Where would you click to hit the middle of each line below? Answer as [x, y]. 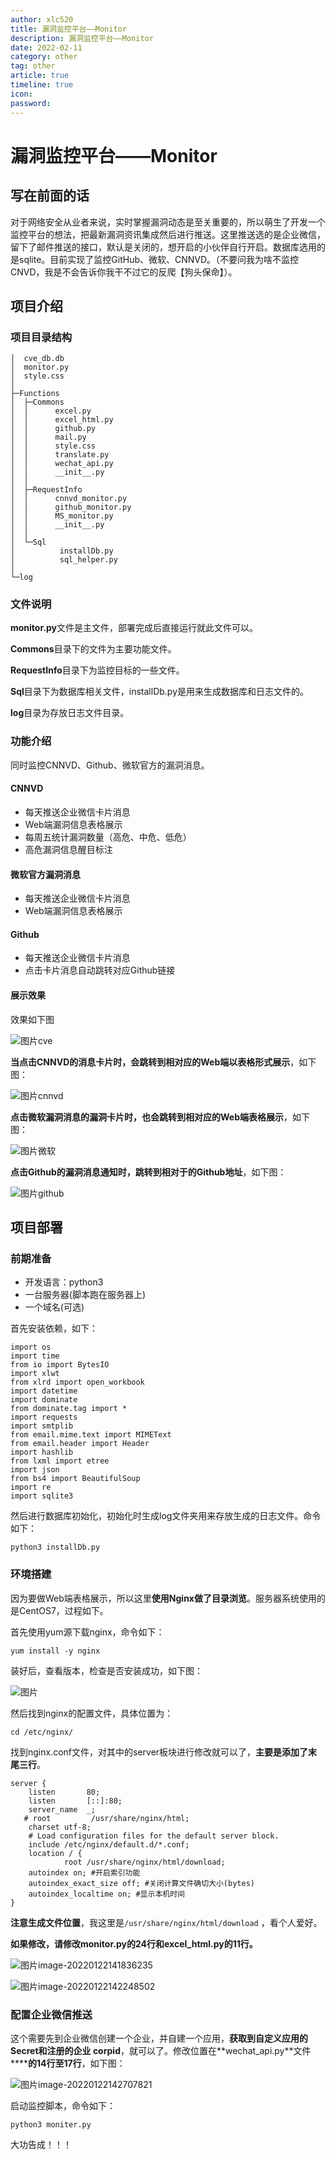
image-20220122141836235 [95, 1965]
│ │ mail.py [48, 437]
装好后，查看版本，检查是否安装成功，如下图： [106, 1670]
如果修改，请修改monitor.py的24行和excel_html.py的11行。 [134, 1943]
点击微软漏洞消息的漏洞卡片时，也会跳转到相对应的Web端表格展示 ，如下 [160, 1117]
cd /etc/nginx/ [42, 1732]
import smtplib [42, 1426]
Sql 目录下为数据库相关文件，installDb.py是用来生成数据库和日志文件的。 [160, 692]
